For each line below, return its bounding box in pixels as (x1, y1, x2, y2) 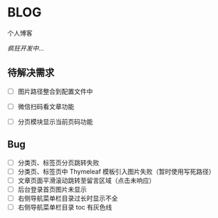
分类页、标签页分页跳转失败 (17, 158, 100, 167)
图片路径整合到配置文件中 (17, 87, 93, 95)
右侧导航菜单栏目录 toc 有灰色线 (17, 203, 113, 212)
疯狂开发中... (7, 43, 45, 52)
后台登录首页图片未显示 (17, 185, 87, 193)
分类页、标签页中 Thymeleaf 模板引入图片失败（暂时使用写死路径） (17, 167, 215, 175)
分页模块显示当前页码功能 (17, 117, 93, 125)
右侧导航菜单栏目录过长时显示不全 (17, 194, 118, 202)
